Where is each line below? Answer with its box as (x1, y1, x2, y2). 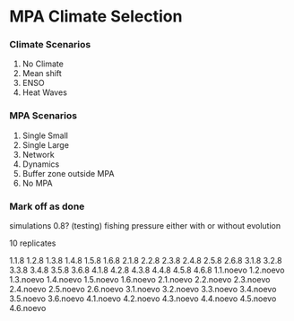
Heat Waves (22, 87, 67, 98)
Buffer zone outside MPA (22, 168, 115, 178)
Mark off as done (9, 200, 85, 213)
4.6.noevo (9, 303, 47, 314)
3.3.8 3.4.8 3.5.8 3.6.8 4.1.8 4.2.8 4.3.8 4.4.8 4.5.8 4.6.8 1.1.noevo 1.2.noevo (9, 265, 285, 275)
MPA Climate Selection (9, 6, 183, 27)
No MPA (22, 178, 53, 188)
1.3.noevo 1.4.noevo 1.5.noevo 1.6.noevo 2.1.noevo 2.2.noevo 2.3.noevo (9, 274, 271, 285)
